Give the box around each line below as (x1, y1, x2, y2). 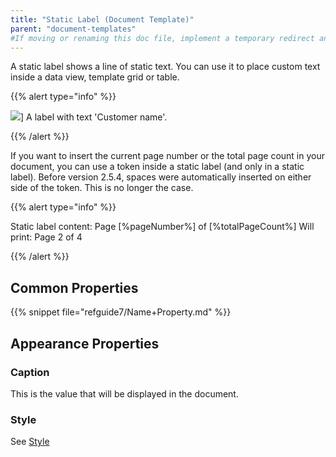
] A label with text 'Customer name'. (20, 111, 168, 123)
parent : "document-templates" (10, 24, 137, 34)
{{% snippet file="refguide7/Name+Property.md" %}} (10, 306, 232, 318)
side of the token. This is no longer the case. (10, 182, 194, 194)
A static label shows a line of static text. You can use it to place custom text (10, 61, 321, 73)
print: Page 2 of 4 (10, 231, 83, 243)
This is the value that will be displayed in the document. (10, 387, 239, 400)
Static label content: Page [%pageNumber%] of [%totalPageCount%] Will (10, 221, 315, 233)
